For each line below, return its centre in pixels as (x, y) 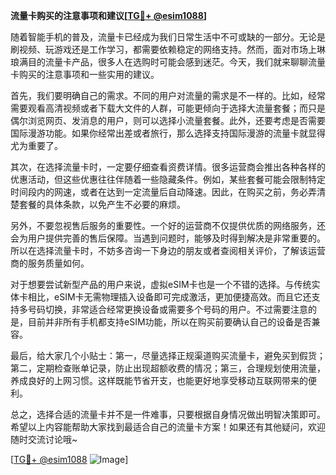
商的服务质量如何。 (50, 263)
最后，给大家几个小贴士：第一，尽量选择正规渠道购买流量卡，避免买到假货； (168, 355)
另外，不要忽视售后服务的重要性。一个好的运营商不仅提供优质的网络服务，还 (168, 225)
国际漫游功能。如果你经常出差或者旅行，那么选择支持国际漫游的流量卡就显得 (168, 133)
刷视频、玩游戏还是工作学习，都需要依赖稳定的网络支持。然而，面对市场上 (163, 49)
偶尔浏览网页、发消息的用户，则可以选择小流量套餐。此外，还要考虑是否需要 (168, 120)
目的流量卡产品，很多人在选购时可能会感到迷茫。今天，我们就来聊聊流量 (176, 62)
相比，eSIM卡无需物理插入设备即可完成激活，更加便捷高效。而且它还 (169, 297)
